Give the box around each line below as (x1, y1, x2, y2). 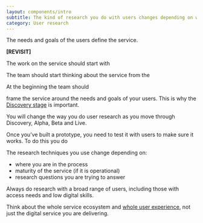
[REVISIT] (6, 48, 31, 55)
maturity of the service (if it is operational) (14, 167, 120, 175)
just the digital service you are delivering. (6, 210, 109, 217)
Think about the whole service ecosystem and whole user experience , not (6, 203, 191, 211)
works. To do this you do (6, 137, 68, 145)
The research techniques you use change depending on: (6, 149, 147, 157)
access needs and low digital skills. (6, 192, 94, 199)
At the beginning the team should (6, 83, 89, 90)
